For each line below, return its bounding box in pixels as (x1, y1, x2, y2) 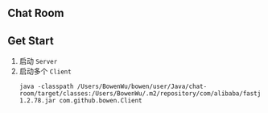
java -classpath (19, 82, 74, 91)
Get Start (7, 34, 54, 48)
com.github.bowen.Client (59, 97, 142, 105)
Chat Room (7, 6, 64, 20)
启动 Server (19, 56, 58, 66)
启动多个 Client (19, 66, 72, 76)
